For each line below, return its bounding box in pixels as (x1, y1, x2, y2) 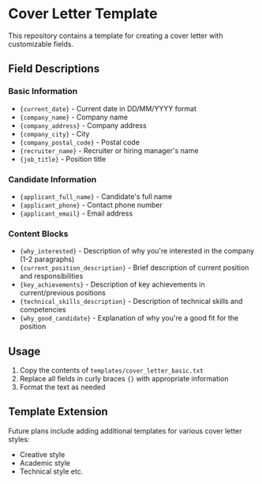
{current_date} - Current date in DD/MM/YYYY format (19, 103, 197, 113)
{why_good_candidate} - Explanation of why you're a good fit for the (19, 313, 239, 323)
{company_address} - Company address (19, 120, 148, 130)
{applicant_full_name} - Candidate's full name (19, 191, 172, 201)
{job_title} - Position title (19, 154, 107, 163)
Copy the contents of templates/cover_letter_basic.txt (19, 366, 204, 375)
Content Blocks (8, 228, 69, 239)
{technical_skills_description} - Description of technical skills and (19, 297, 243, 306)
